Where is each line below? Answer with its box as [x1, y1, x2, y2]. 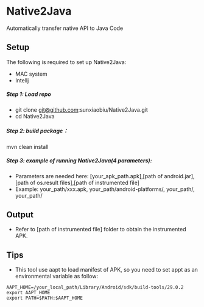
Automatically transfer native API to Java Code [6, 24, 124, 32]
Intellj [15, 76, 29, 84]
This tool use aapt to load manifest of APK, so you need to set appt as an [15, 266, 198, 273]
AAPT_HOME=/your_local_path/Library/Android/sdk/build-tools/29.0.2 [6, 284, 184, 291]
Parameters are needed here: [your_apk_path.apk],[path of [15, 172, 163, 179]
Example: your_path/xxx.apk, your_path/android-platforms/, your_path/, [15, 185, 195, 193]
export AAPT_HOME [6, 290, 51, 296]
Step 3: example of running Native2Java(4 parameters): [6, 157, 152, 164]
